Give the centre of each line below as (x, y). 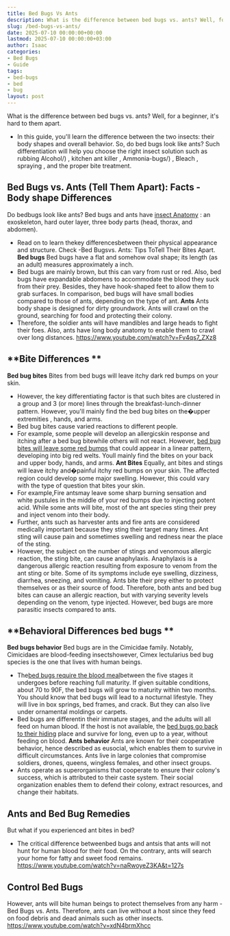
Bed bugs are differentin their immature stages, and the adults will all (114, 719)
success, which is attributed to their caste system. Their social (105, 777)
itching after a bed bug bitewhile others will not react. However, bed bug (119, 441)
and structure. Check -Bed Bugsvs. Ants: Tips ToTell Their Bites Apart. (116, 250)
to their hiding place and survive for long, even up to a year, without (112, 734)
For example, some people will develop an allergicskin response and (113, 433)
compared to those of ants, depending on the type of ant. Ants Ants (113, 301)
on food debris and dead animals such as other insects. (86, 918)
